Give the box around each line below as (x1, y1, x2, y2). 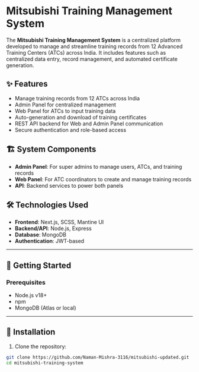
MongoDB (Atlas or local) (14, 304, 76, 311)
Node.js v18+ (14, 292, 47, 299)
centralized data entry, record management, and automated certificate (6, 55, 178, 62)
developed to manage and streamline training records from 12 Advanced (6, 43, 183, 50)
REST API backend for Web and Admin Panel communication (14, 120, 163, 127)
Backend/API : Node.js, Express (14, 225, 92, 232)
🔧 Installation (6, 327, 56, 337)
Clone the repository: (14, 343, 67, 350)
